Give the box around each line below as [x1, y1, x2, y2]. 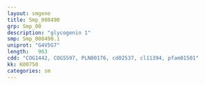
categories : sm [7, 67, 51, 74]
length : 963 [7, 49, 48, 56]
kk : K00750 [7, 61, 39, 68]
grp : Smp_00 [7, 23, 41, 29]
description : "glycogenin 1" [7, 29, 91, 36]
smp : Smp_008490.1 [7, 36, 60, 42]
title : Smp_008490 [7, 16, 60, 23]
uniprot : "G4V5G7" [7, 42, 60, 49]
